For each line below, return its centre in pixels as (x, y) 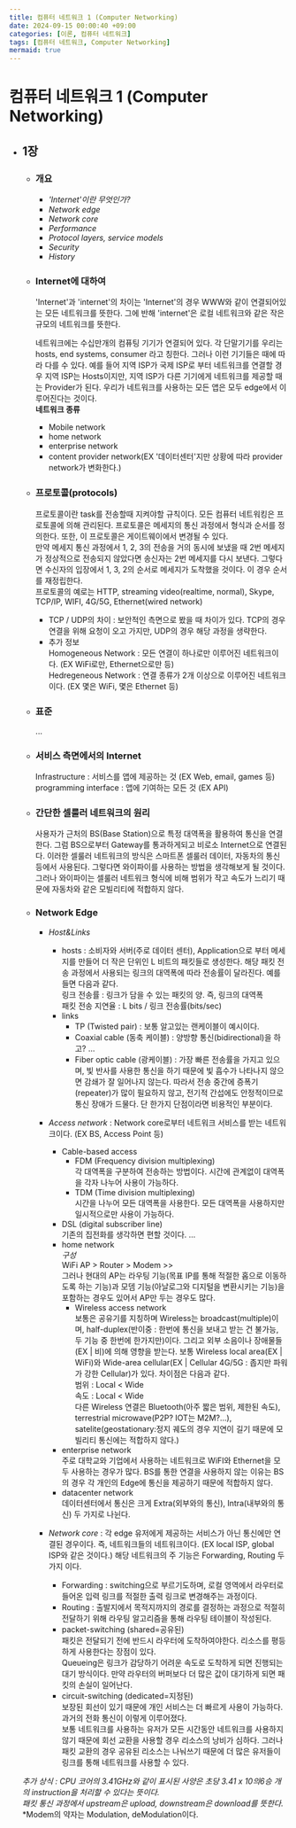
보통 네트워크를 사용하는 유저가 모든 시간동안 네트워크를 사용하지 (173, 1729)
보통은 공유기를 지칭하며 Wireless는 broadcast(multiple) (173, 1318)
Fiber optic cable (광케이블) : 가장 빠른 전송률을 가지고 (169, 1059)
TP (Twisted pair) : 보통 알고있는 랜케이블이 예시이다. (167, 1026)
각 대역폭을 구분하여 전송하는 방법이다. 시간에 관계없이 (168, 1171)
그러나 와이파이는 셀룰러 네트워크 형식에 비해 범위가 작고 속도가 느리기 (156, 878)
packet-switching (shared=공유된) (123, 1629)
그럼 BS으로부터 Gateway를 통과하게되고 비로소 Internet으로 (159, 845)
